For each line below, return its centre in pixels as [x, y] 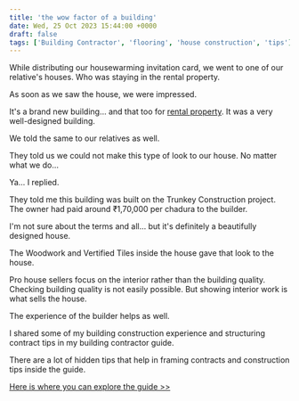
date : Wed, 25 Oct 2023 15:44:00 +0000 [83, 26]
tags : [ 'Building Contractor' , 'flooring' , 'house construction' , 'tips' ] [151, 42]
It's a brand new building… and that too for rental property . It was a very [141, 111]
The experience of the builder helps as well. [90, 316]
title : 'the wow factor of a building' [83, 17]
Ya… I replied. [34, 183]
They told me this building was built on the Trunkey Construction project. [142, 200]
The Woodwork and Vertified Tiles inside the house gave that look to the [141, 253]
